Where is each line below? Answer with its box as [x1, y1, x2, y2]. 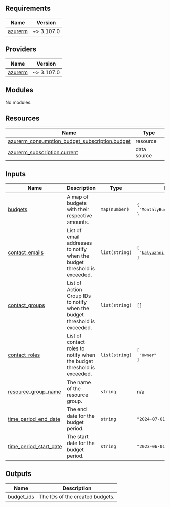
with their [66, 206, 90, 213]
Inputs [5, 170, 26, 178]
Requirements [5, 4, 51, 13]
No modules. [5, 99, 32, 106]
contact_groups [8, 302, 46, 309]
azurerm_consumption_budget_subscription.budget [8, 138, 131, 145]
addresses [66, 240, 92, 247]
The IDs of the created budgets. [39, 493, 115, 500]
